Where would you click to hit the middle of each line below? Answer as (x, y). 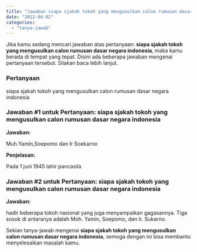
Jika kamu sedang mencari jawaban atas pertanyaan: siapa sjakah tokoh (94, 44)
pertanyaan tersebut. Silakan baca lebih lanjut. (62, 63)
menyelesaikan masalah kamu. (43, 243)
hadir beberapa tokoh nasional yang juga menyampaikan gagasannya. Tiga (97, 213)
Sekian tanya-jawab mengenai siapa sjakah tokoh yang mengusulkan (91, 230)
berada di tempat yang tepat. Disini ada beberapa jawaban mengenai (89, 57)
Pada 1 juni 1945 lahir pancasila (44, 166)
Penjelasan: (21, 155)
